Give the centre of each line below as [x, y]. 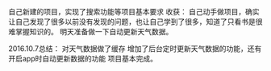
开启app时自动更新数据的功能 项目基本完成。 [83, 59]
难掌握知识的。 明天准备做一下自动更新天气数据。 [91, 32]
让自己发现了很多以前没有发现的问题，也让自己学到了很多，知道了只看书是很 [135, 22]
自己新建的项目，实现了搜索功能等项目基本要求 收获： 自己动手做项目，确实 [134, 12]
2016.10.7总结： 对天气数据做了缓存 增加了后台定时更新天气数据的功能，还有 [135, 49]
